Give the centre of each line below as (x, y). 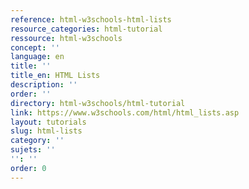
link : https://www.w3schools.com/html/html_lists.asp (125, 112)
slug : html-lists (46, 131)
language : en (37, 57)
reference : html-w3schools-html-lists (91, 19)
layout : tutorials (48, 122)
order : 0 (28, 168)
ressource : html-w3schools (66, 38)
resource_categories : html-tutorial (86, 29)
